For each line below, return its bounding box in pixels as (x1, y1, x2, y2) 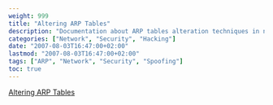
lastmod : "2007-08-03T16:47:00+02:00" (8, 50, 140, 58)
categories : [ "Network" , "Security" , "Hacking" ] (8, 34, 176, 43)
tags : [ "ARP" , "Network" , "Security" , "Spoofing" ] (8, 58, 184, 66)
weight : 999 (8, 11, 49, 20)
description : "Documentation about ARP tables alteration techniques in (8, 27, 260, 35)
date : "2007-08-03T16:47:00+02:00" (8, 42, 129, 50)
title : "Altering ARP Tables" (8, 20, 111, 28)
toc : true (8, 65, 42, 73)
